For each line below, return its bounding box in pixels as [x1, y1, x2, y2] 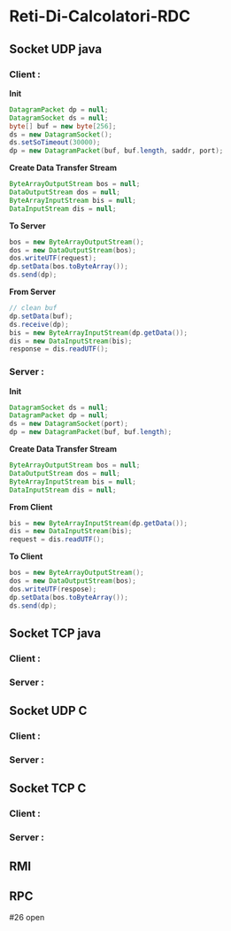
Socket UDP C [9, 703, 88, 718]
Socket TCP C [9, 781, 87, 796]
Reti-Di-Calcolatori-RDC [9, 6, 191, 27]
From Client [9, 501, 53, 512]
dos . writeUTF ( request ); [9, 254, 97, 263]
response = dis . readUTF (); [9, 345, 109, 353]
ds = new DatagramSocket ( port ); [9, 419, 128, 429]
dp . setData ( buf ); [9, 312, 73, 321]
